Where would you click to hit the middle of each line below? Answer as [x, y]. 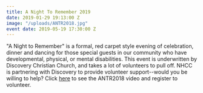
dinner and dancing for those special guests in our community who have [97, 53]
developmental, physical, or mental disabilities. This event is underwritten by [102, 59]
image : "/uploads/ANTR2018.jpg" [47, 23]
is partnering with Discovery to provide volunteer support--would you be [97, 72]
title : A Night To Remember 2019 [48, 12]
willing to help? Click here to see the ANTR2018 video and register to [92, 78]
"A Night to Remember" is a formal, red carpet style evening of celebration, [100, 46]
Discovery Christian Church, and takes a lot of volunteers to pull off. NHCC [99, 66]
